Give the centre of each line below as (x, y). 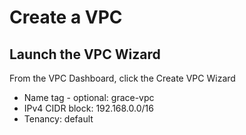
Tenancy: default (58, 119)
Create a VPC (66, 17)
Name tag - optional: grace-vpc (89, 97)
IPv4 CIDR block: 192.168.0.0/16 (88, 108)
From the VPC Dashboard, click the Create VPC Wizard (122, 78)
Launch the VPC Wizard (85, 54)
